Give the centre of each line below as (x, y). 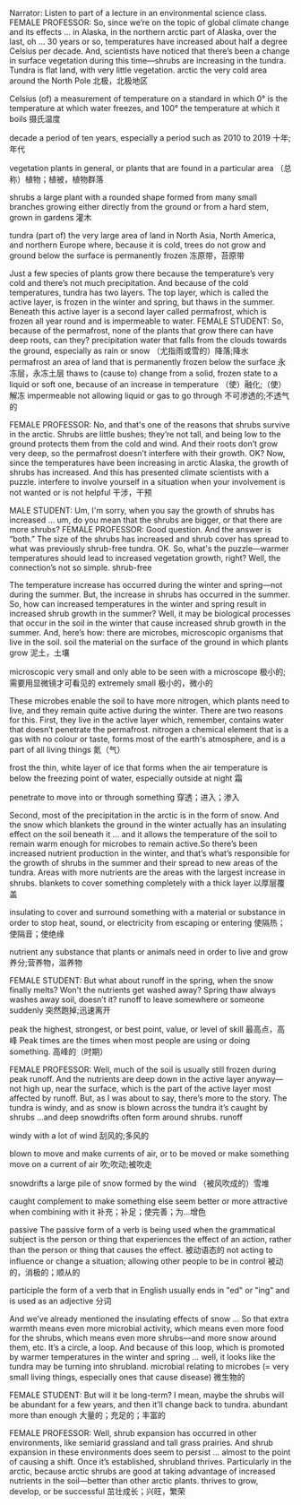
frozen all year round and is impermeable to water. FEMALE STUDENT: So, (146, 321)
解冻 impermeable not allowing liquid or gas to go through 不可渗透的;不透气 (150, 395)
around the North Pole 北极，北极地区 (79, 81)
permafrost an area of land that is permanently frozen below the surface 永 (148, 362)
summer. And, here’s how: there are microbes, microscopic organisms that (146, 632)
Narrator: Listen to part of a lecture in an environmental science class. (138, 13)
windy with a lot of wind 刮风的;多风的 (79, 1136)
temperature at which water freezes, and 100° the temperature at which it (145, 108)
